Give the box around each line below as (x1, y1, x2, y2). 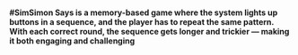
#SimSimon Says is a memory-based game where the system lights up (9, 7, 278, 18)
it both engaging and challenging (9, 35, 136, 46)
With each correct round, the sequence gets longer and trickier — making (9, 26, 290, 36)
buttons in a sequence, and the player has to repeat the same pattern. (9, 16, 275, 27)
